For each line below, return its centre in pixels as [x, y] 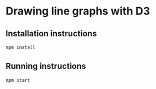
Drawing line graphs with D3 [78, 11]
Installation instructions [51, 34]
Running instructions [46, 66]
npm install [20, 47]
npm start [18, 80]
